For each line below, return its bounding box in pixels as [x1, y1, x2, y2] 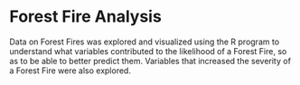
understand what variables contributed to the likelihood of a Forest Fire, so [9, 45, 287, 56]
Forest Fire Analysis [9, 6, 163, 27]
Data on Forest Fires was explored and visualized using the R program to [9, 36, 280, 47]
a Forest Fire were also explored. [9, 65, 131, 76]
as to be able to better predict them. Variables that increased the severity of [9, 55, 292, 66]
